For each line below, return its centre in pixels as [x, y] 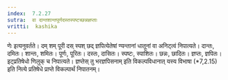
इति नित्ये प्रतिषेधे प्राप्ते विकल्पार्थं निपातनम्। [54, 69]
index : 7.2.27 [29, 13]
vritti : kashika [32, 26]
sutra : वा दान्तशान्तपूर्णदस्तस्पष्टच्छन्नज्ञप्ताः [52, 20]
